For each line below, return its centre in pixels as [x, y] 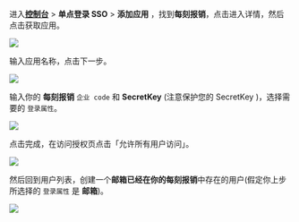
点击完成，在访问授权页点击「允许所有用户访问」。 [102, 144]
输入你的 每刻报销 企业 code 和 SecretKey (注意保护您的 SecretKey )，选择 [146, 97]
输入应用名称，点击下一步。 [60, 61]
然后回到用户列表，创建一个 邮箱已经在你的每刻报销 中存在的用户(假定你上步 [148, 179]
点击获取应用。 [37, 25]
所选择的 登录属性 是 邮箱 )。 [59, 191]
